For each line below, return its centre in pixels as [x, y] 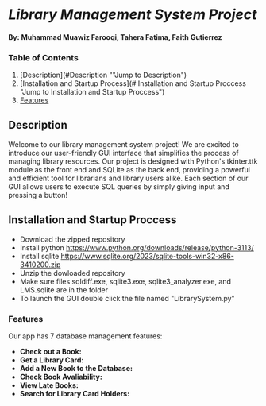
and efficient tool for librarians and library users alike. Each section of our [128, 178]
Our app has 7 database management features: [85, 336]
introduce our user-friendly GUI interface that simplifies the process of [124, 153]
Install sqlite [39, 256]
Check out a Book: [50, 352]
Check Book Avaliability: [61, 377]
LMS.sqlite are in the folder [64, 290]
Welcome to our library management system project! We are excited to [124, 144]
